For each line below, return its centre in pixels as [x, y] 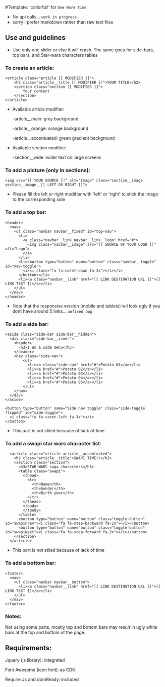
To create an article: [30, 68]
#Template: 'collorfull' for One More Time [46, 7]
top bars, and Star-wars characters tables [55, 55]
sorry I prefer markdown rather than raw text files [63, 22]
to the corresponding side [39, 199]
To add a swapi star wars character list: [53, 443]
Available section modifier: [39, 148]
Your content [36, 92]
